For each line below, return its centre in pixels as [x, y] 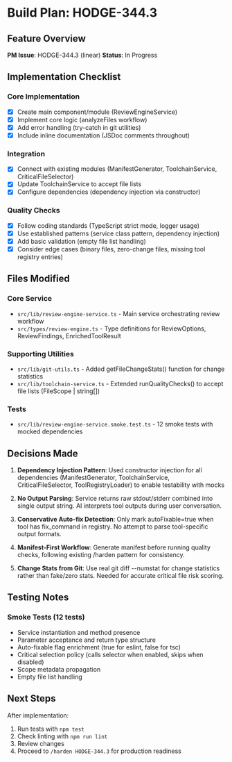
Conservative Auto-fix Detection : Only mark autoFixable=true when [115, 520]
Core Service [30, 299]
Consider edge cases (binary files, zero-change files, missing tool [111, 249]
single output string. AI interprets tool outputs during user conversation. [119, 506]
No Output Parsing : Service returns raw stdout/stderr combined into [115, 499]
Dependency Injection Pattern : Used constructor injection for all [109, 470]
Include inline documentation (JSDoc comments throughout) [104, 135]
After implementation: [38, 715]
